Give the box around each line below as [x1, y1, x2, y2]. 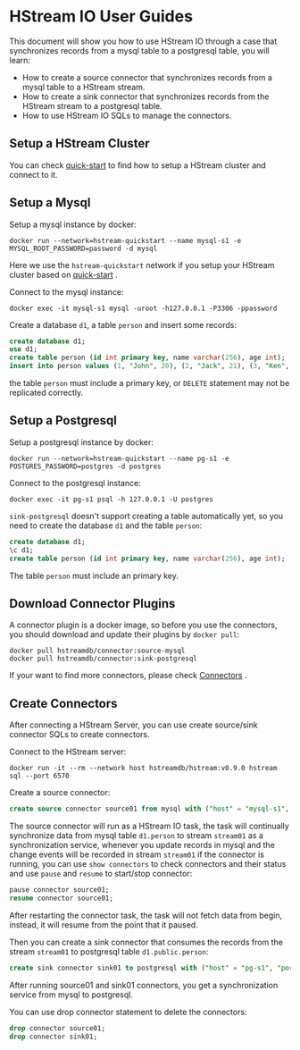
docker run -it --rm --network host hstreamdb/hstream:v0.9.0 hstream [9, 764, 278, 773]
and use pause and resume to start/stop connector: [9, 869, 193, 878]
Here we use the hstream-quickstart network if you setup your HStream [9, 259, 275, 270]
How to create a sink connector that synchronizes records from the [21, 91, 270, 102]
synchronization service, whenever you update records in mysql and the [9, 840, 275, 850]
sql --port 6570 [9, 771, 70, 781]
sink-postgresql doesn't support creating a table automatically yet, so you [9, 510, 284, 521]
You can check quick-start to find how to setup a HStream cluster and [9, 159, 266, 171]
